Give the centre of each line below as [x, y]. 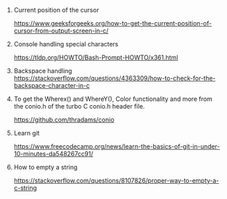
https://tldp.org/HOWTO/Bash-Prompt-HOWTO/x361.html [96, 57]
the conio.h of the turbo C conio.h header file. [79, 106]
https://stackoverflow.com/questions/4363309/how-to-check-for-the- [115, 78]
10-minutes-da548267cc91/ [53, 154]
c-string [25, 188]
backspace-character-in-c [52, 85]
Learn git [27, 133]
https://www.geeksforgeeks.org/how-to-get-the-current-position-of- [112, 23]
